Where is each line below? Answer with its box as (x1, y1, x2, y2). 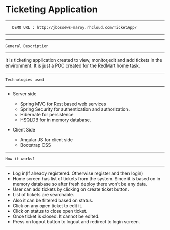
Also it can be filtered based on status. (12, 197, 94, 203)
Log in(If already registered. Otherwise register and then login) (12, 170, 143, 176)
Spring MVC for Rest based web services (20, 101, 106, 107)
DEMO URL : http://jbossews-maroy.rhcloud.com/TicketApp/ (12, 25, 137, 30)
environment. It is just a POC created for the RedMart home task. (5, 62, 140, 69)
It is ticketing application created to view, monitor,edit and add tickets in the (5, 57, 163, 63)
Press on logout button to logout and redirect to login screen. (12, 218, 140, 224)
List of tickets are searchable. (12, 191, 74, 198)
